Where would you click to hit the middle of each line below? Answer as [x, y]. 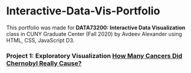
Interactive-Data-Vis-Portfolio [83, 11]
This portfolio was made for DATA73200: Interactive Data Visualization [96, 28]
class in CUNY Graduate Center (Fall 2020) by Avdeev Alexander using [94, 34]
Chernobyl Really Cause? [44, 63]
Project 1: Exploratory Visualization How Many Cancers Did [94, 56]
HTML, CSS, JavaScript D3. [40, 40]
